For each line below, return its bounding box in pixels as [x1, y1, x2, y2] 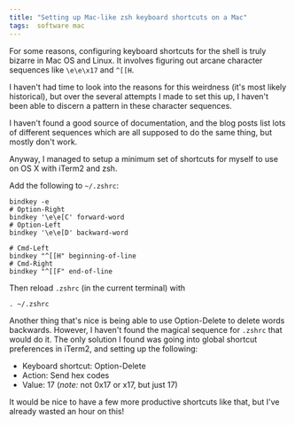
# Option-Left [9, 220, 62, 229]
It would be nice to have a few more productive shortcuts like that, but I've [9, 396, 280, 407]
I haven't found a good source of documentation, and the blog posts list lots [9, 117, 286, 128]
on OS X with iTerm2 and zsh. [9, 163, 118, 174]
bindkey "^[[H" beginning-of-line [9, 251, 137, 260]
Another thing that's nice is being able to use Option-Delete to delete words [9, 315, 285, 326]
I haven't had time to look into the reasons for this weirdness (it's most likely [9, 81, 287, 92]
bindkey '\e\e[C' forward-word [9, 212, 125, 221]
